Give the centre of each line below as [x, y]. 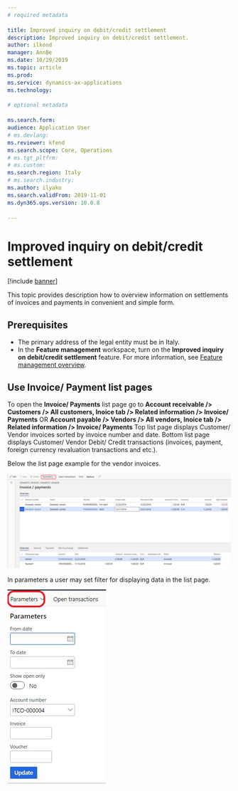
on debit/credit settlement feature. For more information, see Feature [120, 357]
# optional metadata [38, 105]
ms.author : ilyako [34, 188]
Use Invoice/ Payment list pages [80, 387]
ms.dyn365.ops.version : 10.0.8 [54, 203]
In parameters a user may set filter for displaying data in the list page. [109, 580]
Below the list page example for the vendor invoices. [84, 463]
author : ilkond [30, 45]
